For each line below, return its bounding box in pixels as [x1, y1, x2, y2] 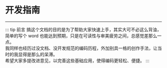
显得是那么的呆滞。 [18, 51, 58, 57]
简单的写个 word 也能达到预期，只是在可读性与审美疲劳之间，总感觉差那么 [5, 33, 158, 39]
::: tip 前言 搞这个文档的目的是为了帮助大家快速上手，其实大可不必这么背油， [5, 26, 162, 32]
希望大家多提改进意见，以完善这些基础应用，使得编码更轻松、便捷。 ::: [5, 58, 150, 64]
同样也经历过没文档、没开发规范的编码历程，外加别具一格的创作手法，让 [9, 45, 158, 51]
